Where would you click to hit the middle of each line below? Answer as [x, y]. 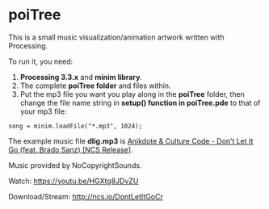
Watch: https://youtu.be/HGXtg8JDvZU [74, 181]
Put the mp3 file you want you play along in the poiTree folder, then [132, 94]
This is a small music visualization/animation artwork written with [116, 37]
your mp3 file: [43, 111]
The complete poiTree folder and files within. [95, 86]
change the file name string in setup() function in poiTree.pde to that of [140, 102]
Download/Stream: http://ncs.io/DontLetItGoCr [86, 196]
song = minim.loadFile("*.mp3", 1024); [76, 126]
